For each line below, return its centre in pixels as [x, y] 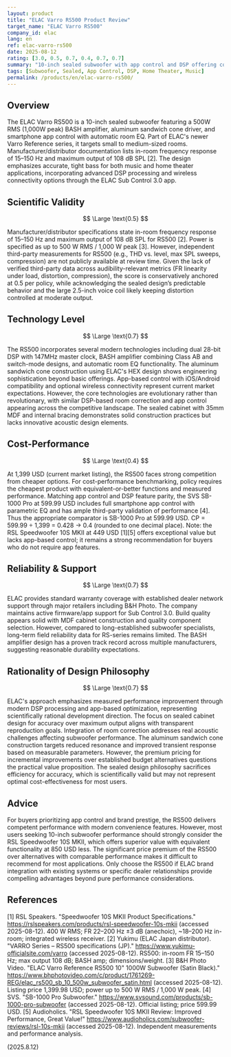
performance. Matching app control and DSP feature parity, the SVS [103, 495]
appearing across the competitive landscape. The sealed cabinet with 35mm [115, 407]
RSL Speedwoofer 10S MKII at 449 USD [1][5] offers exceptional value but [112, 532]
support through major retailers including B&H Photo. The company [102, 606]
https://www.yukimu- [165, 946]
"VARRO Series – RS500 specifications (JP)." [70, 946]
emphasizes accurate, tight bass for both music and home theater [100, 166]
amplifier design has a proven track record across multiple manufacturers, [112, 642]
